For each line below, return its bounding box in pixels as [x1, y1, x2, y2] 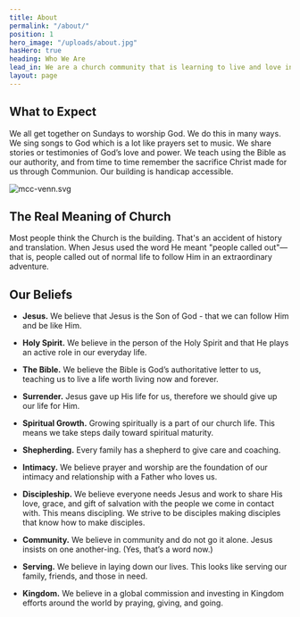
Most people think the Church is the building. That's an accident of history [9, 233, 283, 244]
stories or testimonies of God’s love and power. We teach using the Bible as [9, 146, 287, 157]
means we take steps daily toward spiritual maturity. [21, 428, 214, 438]
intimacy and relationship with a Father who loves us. [21, 471, 218, 482]
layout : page [9, 71, 58, 80]
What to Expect [9, 104, 96, 120]
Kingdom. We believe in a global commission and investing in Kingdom [21, 588, 284, 599]
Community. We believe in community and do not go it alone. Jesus [21, 535, 273, 546]
